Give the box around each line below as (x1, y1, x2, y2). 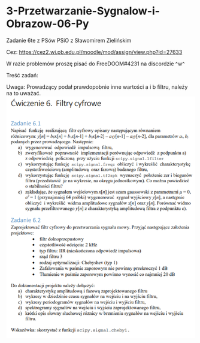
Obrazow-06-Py (6, 17, 89, 31)
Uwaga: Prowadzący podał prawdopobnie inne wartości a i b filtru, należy (6, 83, 188, 91)
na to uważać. (6, 89, 41, 97)
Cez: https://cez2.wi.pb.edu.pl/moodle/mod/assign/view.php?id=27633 (6, 48, 183, 55)
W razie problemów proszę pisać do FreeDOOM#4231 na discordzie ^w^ (6, 60, 185, 67)
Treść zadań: (6, 71, 39, 79)
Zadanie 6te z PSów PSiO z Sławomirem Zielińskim (6, 37, 132, 44)
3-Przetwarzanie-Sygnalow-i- (6, 4, 160, 18)
